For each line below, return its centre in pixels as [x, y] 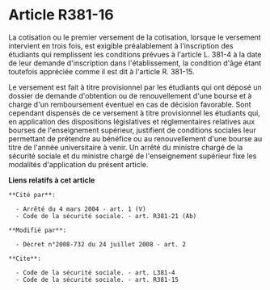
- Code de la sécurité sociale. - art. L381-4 [95, 272]
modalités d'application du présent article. [78, 164]
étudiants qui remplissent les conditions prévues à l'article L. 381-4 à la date [135, 54]
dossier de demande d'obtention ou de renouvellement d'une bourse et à [130, 95]
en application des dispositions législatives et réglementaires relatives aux [132, 121]
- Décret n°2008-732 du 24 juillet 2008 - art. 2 [101, 244]
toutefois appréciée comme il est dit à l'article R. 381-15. [102, 71]
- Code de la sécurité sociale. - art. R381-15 [97, 279]
